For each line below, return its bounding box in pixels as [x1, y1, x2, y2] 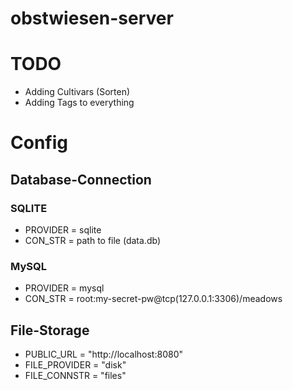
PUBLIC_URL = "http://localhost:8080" [24, 348, 183, 361]
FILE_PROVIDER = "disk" [24, 359, 127, 371]
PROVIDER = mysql [24, 282, 105, 294]
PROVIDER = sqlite [24, 224, 102, 236]
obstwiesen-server [10, 7, 174, 30]
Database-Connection [10, 171, 152, 188]
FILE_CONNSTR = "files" [24, 370, 127, 382]
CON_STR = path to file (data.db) [24, 235, 161, 246]
